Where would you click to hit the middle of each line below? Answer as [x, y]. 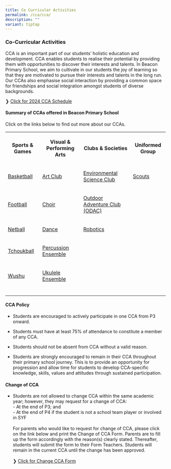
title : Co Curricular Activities [41, 10]
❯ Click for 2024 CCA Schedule [39, 101]
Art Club [52, 176]
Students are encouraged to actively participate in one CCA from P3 [84, 316]
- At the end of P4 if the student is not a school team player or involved [87, 412]
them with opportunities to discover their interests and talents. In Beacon [81, 64]
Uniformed [148, 145]
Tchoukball [21, 251]
